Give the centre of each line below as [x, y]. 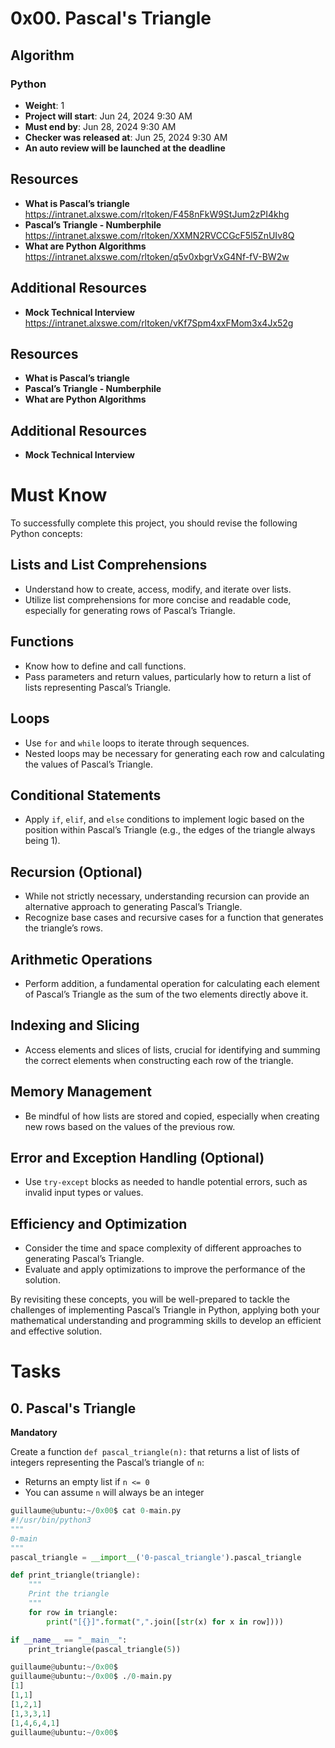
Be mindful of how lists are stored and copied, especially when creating [172, 1116]
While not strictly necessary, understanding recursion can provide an [167, 896]
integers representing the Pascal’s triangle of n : [107, 1463]
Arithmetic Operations [81, 959]
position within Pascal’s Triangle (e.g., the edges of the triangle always [170, 830]
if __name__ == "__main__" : [69, 1640]
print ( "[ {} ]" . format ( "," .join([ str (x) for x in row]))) [165, 1622]
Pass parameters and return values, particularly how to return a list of [168, 676]
